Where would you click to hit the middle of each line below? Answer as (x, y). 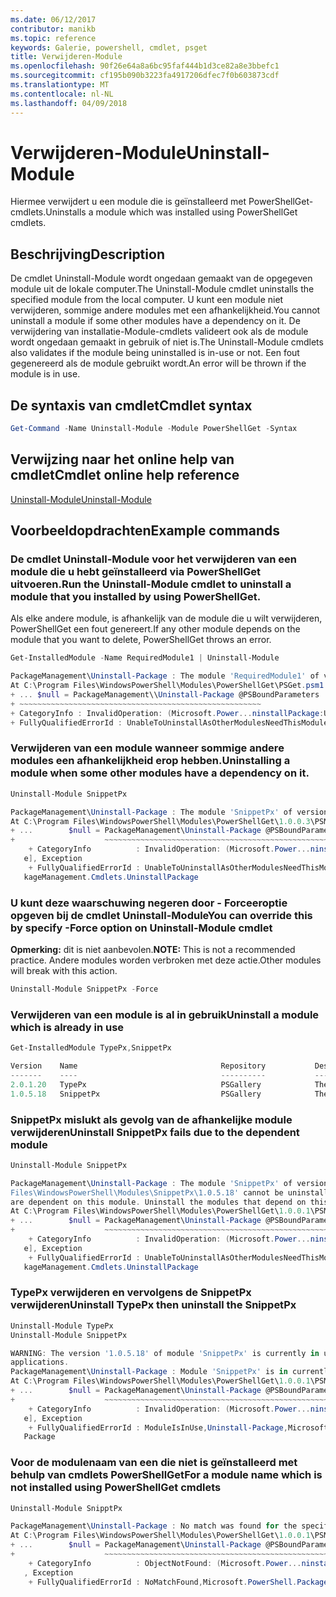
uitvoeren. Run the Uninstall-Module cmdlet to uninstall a (151, 584)
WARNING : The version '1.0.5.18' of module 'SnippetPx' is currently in (165, 1353)
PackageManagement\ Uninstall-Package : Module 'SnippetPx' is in (149, 1372)
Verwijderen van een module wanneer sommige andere (147, 748)
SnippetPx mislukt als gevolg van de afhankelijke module (151, 1119)
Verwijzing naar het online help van (122, 459)
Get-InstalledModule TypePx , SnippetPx (91, 1048)
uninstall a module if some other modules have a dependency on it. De (155, 321)
